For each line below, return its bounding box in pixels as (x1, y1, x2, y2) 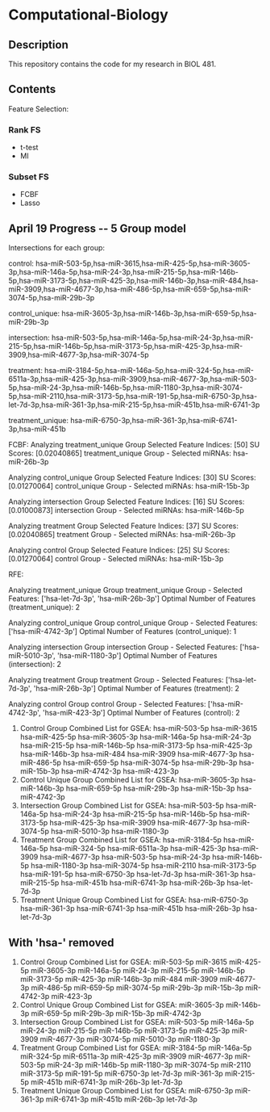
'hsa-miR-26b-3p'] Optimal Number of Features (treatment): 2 (33, 684, 240, 694)
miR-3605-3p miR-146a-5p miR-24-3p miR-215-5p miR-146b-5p (31, 966, 246, 976)
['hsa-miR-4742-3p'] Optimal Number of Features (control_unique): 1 (8, 627, 237, 636)
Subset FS (8, 171, 50, 183)
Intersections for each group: (8, 243, 106, 253)
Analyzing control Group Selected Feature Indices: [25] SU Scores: (8, 545, 231, 555)
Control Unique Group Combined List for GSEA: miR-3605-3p (19, 1000, 224, 1010)
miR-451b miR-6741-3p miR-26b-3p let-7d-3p (31, 1077, 183, 1087)
